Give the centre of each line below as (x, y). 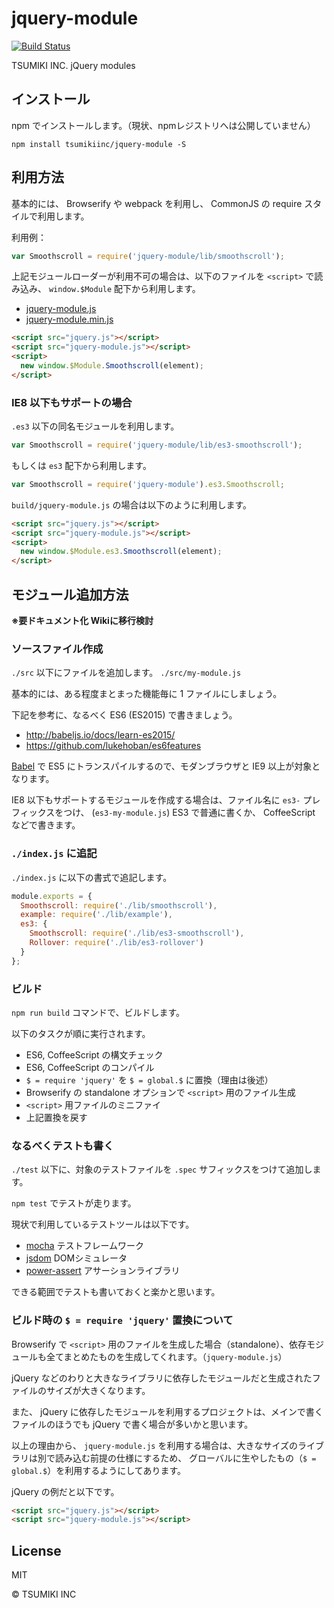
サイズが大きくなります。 (98, 1390)
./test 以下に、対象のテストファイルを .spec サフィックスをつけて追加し (162, 1169)
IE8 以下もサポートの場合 (72, 402)
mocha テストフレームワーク (85, 1246)
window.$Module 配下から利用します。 (124, 289)
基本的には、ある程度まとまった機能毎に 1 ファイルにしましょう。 (147, 694)
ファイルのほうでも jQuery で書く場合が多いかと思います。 (132, 1424)
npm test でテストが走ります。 (74, 1203)
